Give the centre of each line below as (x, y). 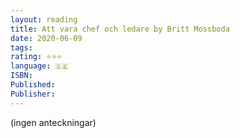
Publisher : (33, 94)
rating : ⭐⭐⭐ (36, 57)
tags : (21, 47)
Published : (33, 85)
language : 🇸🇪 (39, 66)
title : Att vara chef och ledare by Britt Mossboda (120, 29)
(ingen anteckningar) (53, 122)
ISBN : (21, 76)
